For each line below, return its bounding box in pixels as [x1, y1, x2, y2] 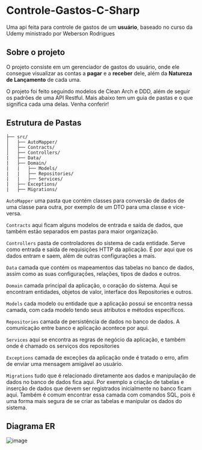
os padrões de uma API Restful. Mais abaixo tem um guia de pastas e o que [6, 94, 194, 101]
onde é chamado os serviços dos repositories [6, 342, 120, 349]
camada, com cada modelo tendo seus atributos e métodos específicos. [6, 306, 185, 313]
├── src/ [6, 133, 28, 140]
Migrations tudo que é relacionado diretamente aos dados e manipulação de [6, 372, 196, 379]
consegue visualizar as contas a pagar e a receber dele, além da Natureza [6, 70, 192, 77]
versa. [6, 210, 22, 217]
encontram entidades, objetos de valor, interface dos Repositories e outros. [6, 288, 194, 295]
